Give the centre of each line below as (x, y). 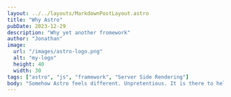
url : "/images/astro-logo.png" (58, 52)
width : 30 (27, 70)
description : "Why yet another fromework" (69, 32)
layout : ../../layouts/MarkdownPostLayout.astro (78, 13)
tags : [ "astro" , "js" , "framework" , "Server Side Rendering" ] (98, 77)
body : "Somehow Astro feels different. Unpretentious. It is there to (110, 83)
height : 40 (29, 64)
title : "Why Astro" (35, 20)
